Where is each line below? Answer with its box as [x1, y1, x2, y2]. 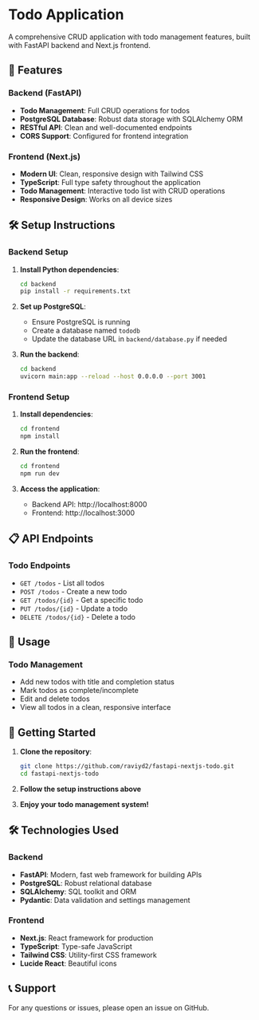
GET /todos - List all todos [19, 578, 105, 588]
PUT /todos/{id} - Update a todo [19, 604, 128, 613]
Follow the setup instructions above [19, 784, 142, 794]
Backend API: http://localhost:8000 [31, 499, 147, 509]
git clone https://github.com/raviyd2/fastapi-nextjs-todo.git [19, 762, 235, 770]
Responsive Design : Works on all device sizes [19, 194, 173, 204]
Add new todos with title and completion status [19, 677, 175, 687]
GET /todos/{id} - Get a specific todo [19, 595, 143, 605]
